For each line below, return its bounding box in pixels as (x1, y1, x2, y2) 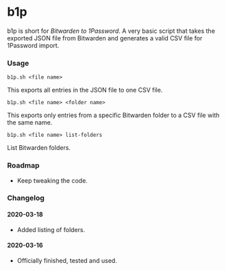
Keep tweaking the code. (16, 176, 88, 185)
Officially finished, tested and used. (16, 256, 118, 264)
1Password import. (7, 41, 60, 49)
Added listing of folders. (16, 225, 86, 233)
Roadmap (7, 161, 40, 170)
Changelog (7, 193, 45, 203)
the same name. (7, 118, 53, 127)
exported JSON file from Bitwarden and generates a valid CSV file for (7, 34, 203, 42)
